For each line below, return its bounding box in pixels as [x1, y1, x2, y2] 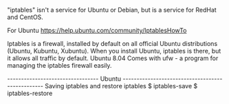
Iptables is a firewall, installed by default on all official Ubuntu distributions [7, 40, 218, 47]
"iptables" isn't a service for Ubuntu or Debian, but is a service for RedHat [7, 6, 217, 14]
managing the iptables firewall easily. [7, 62, 112, 69]
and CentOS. [7, 13, 43, 21]
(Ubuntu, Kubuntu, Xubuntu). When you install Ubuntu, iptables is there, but [7, 47, 221, 55]
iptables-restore [7, 89, 53, 97]
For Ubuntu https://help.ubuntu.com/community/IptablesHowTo [7, 27, 187, 34]
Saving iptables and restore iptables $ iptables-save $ [44, 82, 198, 90]
